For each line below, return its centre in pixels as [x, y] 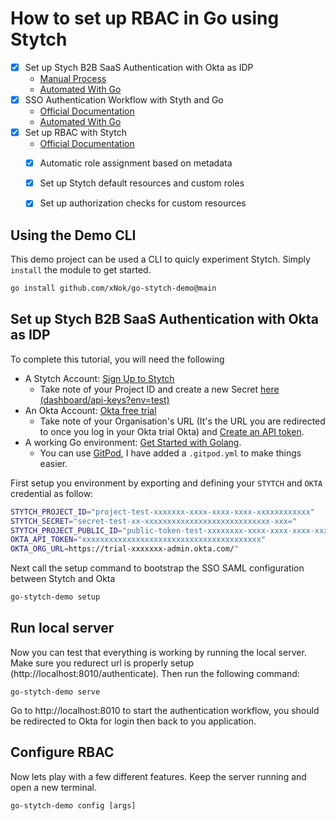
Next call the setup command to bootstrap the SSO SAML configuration [157, 568]
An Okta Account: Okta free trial [90, 410]
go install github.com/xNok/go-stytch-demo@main [113, 288]
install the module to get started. [81, 270]
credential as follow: [52, 493]
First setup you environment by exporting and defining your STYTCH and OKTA [166, 483]
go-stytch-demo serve [55, 692]
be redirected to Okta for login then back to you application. [133, 721]
